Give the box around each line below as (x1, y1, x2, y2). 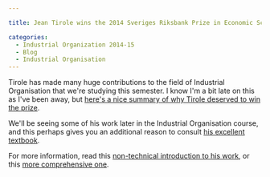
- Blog (15, 48, 38, 56)
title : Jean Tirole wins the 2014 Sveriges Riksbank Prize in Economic (8, 18, 253, 26)
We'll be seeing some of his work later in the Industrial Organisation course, (8, 119, 259, 128)
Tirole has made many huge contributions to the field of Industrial (8, 78, 225, 87)
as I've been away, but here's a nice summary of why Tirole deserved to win (8, 95, 261, 104)
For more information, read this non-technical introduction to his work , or (8, 151, 250, 161)
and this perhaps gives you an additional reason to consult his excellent (8, 127, 245, 137)
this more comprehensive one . (8, 159, 109, 169)
